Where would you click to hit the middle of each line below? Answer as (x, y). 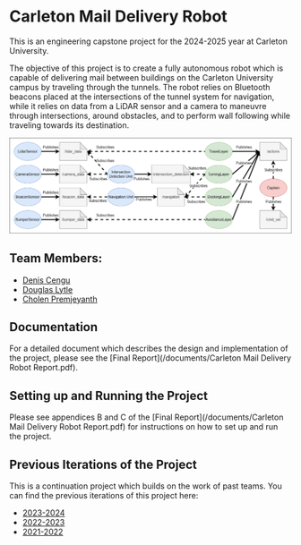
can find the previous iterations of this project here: (104, 495)
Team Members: (56, 258)
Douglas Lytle (47, 289)
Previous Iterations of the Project (103, 464)
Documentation (54, 327)
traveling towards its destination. (69, 125)
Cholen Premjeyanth (60, 299)
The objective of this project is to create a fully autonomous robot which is (146, 68)
